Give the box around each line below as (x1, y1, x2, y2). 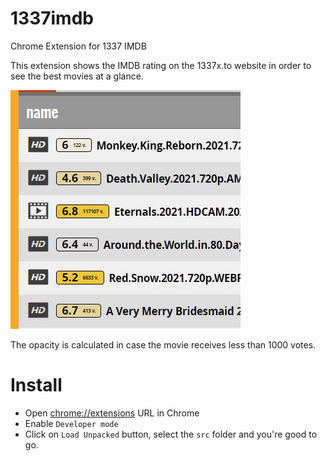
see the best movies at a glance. (10, 70, 144, 82)
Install (10, 374, 63, 397)
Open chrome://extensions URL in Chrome (24, 407, 200, 419)
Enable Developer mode (24, 417, 119, 429)
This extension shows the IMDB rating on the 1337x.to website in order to (10, 59, 312, 71)
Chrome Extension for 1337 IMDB (10, 40, 147, 52)
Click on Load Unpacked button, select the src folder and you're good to (24, 428, 318, 440)
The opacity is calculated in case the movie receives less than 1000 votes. (10, 338, 317, 351)
